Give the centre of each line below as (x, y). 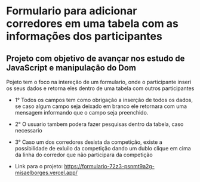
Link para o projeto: (39, 166)
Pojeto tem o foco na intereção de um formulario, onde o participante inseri (99, 82)
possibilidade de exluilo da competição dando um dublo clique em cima (103, 148)
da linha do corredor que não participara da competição (84, 155)
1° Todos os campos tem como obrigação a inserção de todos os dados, (104, 100)
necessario (29, 130)
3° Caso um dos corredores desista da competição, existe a (88, 142)
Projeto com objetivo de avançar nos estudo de (96, 58)
